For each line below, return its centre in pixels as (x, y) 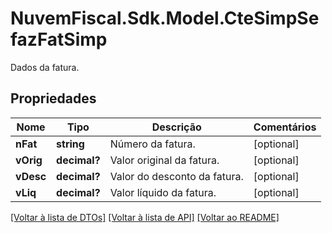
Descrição (176, 127)
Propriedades (53, 98)
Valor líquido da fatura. (163, 192)
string (70, 144)
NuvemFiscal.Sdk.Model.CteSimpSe (165, 18)
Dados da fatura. (45, 67)
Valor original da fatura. (164, 160)
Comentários (285, 127)
